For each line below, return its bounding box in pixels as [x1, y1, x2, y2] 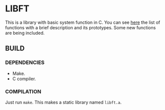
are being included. [5, 30, 45, 36]
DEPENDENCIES [5, 59, 45, 66]
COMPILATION [5, 88, 41, 95]
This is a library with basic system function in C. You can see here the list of [5, 19, 161, 25]
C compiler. [12, 75, 36, 82]
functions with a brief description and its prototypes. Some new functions [5, 24, 156, 30]
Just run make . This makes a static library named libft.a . [5, 99, 122, 105]
